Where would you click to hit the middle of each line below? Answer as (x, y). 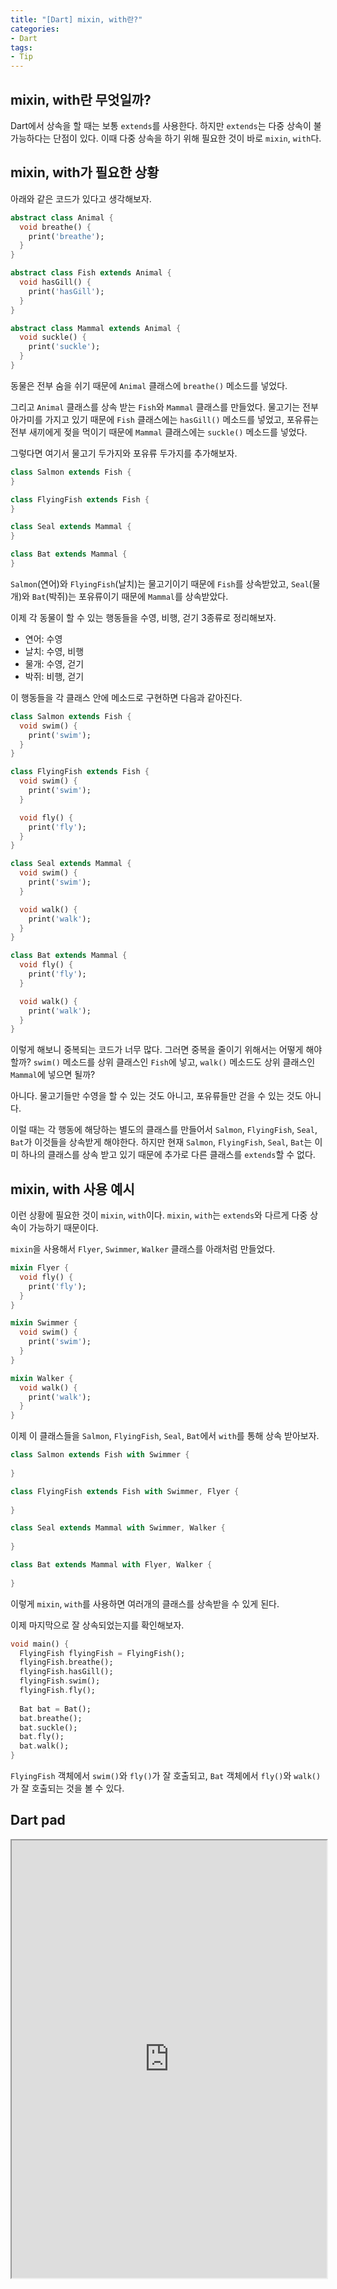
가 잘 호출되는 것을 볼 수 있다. (67, 1788)
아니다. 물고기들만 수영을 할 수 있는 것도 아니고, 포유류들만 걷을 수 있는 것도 (156, 1096)
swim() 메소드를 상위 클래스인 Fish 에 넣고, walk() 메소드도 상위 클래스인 (174, 1062)
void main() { (40, 1644)
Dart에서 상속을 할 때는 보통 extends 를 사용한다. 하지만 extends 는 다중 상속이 (161, 125)
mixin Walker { (42, 1378)
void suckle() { (53, 337)
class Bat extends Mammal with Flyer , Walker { (111, 1565)
